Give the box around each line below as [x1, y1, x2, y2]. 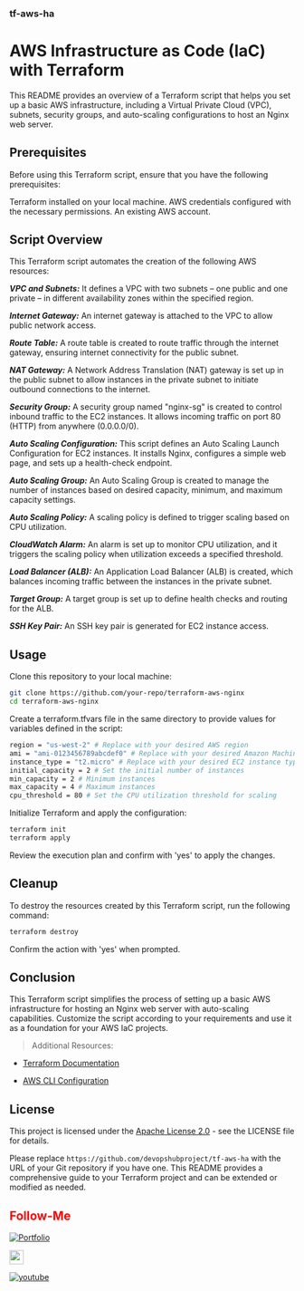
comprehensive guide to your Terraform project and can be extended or [9, 1172, 278, 1183]
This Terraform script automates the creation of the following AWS [9, 256, 257, 267]
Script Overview [9, 232, 103, 247]
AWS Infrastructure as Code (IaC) [9, 41, 266, 62]
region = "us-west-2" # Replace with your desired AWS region [9, 741, 249, 750]
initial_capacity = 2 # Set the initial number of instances [9, 766, 245, 775]
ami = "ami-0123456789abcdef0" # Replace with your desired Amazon [9, 748, 270, 758]
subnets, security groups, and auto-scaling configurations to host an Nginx [9, 109, 290, 120]
